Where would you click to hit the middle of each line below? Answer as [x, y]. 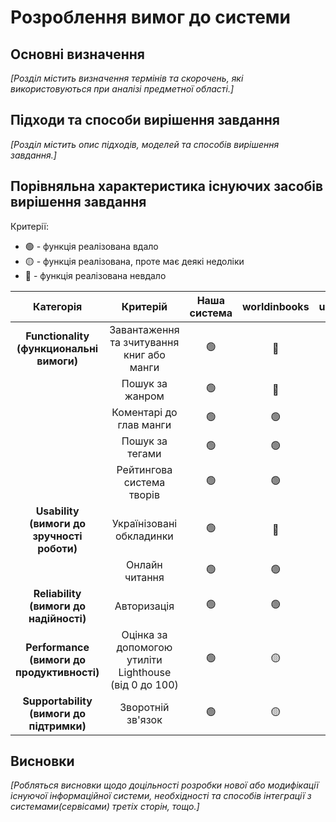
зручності [57, 536]
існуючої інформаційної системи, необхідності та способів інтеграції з [161, 796]
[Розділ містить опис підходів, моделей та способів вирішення [145, 144]
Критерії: [29, 226]
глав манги [144, 424]
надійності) [57, 618]
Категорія [57, 306]
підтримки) [57, 726]
